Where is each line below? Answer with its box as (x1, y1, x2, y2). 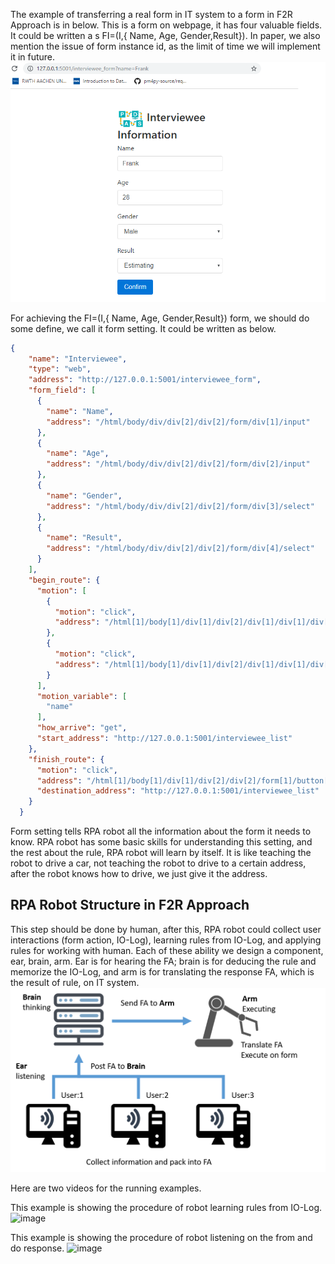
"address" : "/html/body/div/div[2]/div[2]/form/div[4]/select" (46, 544, 315, 554)
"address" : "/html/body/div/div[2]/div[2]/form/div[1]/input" (46, 417, 311, 427)
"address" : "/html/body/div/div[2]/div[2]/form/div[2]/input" (46, 459, 311, 469)
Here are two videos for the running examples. (10, 1182, 202, 1194)
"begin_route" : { (28, 575, 101, 585)
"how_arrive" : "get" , (36, 723, 128, 733)
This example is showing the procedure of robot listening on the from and (10, 1231, 313, 1243)
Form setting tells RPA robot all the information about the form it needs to (10, 825, 312, 838)
